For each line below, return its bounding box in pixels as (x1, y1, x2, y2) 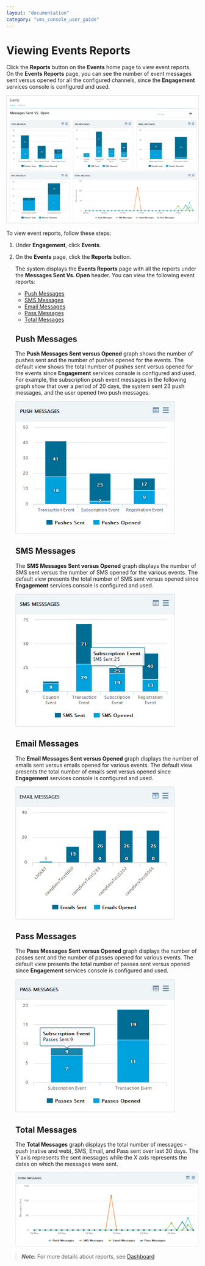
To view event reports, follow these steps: (6, 229, 112, 237)
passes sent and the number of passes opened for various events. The (15, 954, 193, 961)
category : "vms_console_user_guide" (6, 16, 99, 23)
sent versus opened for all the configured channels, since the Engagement (6, 76, 195, 84)
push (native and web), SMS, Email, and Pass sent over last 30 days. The (15, 1147, 199, 1155)
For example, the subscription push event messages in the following (15, 376, 187, 383)
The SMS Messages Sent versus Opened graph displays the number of (15, 562, 196, 569)
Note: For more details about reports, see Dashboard (21, 1253, 155, 1260)
